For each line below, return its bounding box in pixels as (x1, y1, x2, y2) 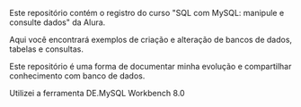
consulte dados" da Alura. (9, 17, 106, 28)
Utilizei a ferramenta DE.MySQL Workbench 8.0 (9, 88, 186, 98)
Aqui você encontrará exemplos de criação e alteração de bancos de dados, (9, 35, 293, 45)
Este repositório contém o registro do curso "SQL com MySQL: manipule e (9, 8, 285, 18)
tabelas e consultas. (9, 44, 84, 54)
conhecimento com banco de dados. (9, 70, 146, 81)
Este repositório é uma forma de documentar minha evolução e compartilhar (9, 62, 292, 71)
